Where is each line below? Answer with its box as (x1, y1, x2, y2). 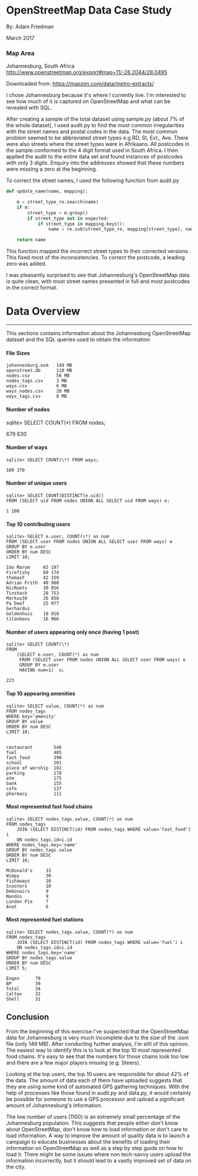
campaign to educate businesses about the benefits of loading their (6, 1138, 171, 1145)
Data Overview (6, 304, 81, 318)
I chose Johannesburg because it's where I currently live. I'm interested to (6, 92, 187, 99)
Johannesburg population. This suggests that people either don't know (6, 1119, 179, 1127)
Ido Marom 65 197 (6, 565, 60, 571)
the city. (6, 1163, 26, 1170)
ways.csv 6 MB (6, 383, 67, 389)
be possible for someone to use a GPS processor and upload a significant (6, 1095, 185, 1102)
